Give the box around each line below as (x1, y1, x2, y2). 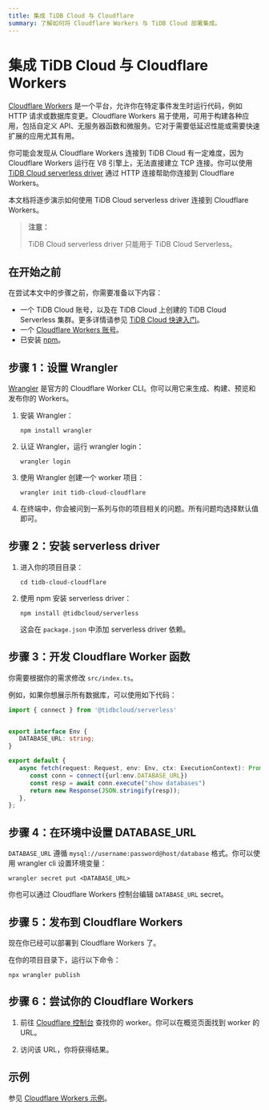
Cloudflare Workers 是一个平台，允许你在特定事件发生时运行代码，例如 (8, 101, 243, 111)
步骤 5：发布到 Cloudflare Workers (8, 915, 183, 929)
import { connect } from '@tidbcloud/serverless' (8, 706, 178, 714)
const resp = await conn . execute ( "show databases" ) (29, 779, 206, 787)
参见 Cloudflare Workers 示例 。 (8, 1093, 112, 1103)
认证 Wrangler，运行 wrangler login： (19, 442, 144, 451)
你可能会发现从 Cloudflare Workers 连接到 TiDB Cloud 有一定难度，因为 (8, 148, 244, 158)
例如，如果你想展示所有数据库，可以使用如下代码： (8, 690, 177, 700)
